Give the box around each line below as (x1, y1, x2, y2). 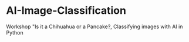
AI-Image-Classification (6, 4, 126, 17)
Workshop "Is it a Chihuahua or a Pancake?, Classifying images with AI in (6, 23, 183, 30)
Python (6, 29, 23, 36)
